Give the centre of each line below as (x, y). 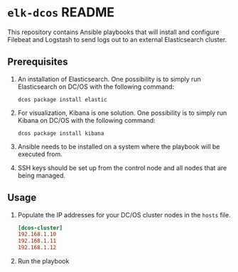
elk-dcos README (61, 12)
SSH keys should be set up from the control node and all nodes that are (122, 168)
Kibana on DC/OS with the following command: (87, 120)
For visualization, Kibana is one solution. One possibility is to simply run (122, 113)
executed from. (40, 154)
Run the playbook (43, 261)
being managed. (42, 175)
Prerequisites (38, 62)
